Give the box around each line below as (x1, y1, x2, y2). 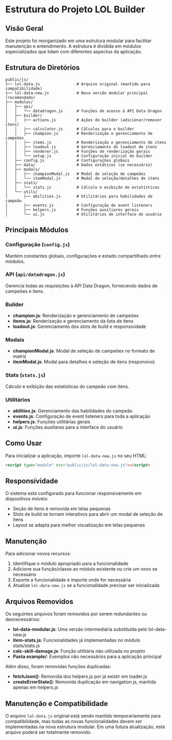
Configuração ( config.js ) (5, 241, 70, 248)
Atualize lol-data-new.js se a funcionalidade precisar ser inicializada (12, 582, 160, 589)
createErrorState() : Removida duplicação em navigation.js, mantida (12, 679, 157, 685)
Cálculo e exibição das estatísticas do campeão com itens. (5, 383, 129, 390)
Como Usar (5, 439, 42, 447)
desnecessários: (5, 616, 40, 622)
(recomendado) (5, 95, 36, 100)
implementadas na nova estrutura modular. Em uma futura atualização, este (5, 724, 165, 730)
